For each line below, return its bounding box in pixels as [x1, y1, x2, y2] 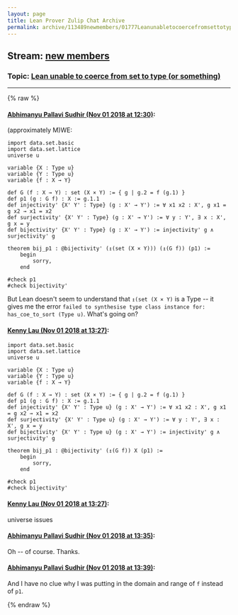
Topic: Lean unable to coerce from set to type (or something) [7, 71, 221, 81]
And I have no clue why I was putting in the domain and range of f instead [7, 580, 223, 588]
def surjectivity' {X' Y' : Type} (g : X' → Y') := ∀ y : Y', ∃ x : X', [7, 214, 227, 221]
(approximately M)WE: [7, 126, 73, 135]
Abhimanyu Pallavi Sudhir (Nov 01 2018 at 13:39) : [7, 563, 156, 572]
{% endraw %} [7, 601, 51, 609]
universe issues [7, 515, 53, 523]
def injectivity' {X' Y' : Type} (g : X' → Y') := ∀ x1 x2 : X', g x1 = [7, 201, 227, 209]
